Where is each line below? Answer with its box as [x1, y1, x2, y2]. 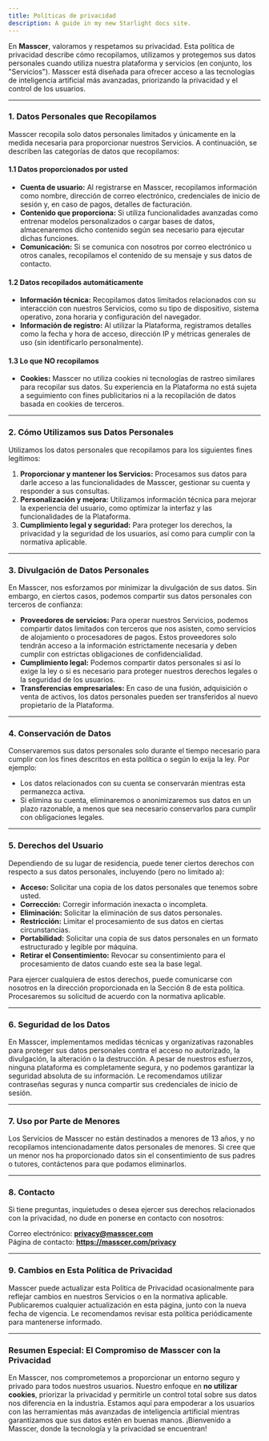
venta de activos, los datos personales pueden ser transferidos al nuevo [19, 692, 259, 701]
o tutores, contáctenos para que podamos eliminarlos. [8, 1159, 187, 1169]
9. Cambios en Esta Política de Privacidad [8, 1265, 173, 1276]
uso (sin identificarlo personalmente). [19, 338, 144, 347]
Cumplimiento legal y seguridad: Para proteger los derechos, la [19, 520, 233, 529]
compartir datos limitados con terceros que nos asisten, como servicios [19, 624, 256, 633]
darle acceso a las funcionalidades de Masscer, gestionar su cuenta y [19, 477, 251, 487]
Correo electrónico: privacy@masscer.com [8, 1229, 154, 1238]
